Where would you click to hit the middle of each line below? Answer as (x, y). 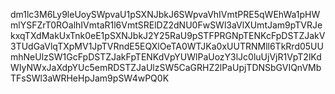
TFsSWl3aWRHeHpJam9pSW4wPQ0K (90, 78)
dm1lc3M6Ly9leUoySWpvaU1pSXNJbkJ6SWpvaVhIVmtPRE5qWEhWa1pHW (165, 14)
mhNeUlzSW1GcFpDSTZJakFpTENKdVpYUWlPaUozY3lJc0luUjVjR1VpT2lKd (166, 57)
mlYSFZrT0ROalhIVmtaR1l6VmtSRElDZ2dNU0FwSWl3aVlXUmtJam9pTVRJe (166, 25)
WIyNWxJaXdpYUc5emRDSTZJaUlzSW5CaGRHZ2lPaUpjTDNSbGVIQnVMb (166, 67)
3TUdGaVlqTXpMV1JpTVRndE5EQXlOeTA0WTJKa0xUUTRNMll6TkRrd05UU (167, 46)
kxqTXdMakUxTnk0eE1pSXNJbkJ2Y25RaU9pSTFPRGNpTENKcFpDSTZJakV (168, 35)
